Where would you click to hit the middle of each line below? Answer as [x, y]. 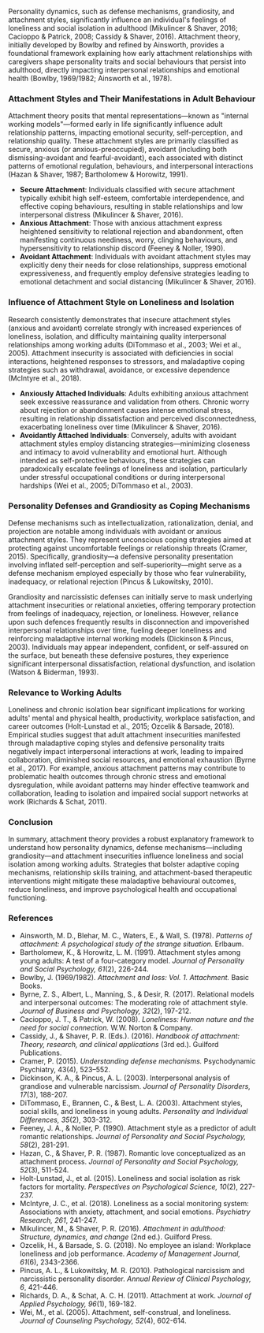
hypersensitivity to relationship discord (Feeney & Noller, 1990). [123, 248]
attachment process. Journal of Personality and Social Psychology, [129, 1161]
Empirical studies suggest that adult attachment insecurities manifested [124, 735]
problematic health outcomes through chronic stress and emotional [117, 777]
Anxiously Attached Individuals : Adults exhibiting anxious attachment [134, 393]
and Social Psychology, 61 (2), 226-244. [84, 969]
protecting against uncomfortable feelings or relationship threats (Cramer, [128, 548]
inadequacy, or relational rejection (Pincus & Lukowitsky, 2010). [111, 581]
